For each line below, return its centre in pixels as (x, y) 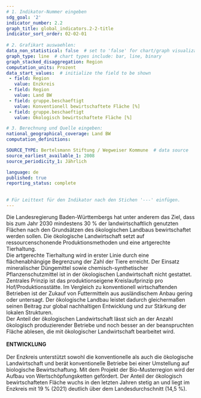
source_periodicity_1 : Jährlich (46, 161)
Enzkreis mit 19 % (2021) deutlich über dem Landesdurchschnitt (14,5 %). (97, 388)
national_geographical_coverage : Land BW (59, 134)
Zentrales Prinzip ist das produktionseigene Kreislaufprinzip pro (85, 280)
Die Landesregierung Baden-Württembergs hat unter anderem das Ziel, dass (100, 217)
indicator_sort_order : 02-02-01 (46, 34)
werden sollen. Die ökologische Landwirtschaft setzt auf (75, 236)
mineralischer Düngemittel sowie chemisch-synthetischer (77, 268)
